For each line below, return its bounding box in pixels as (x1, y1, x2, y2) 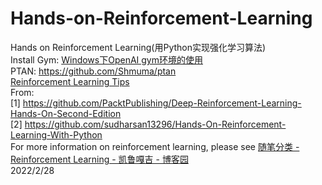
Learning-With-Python (10, 128, 103, 141)
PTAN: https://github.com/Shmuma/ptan (10, 65, 177, 77)
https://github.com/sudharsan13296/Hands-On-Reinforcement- (24, 118, 287, 130)
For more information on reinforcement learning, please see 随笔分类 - (10, 140, 300, 152)
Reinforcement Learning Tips (10, 75, 130, 87)
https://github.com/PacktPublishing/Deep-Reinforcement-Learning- (22, 97, 302, 109)
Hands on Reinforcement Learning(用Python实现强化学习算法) (10, 41, 267, 53)
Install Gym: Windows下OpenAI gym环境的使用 (10, 53, 204, 66)
